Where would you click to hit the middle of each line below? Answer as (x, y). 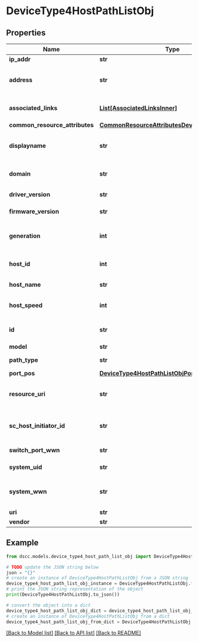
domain (20, 174)
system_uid (26, 467)
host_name (25, 285)
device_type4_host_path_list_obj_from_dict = (63, 622)
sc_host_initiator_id (37, 426)
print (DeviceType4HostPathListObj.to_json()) (63, 595)
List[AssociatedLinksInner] (138, 108)
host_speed (26, 305)
